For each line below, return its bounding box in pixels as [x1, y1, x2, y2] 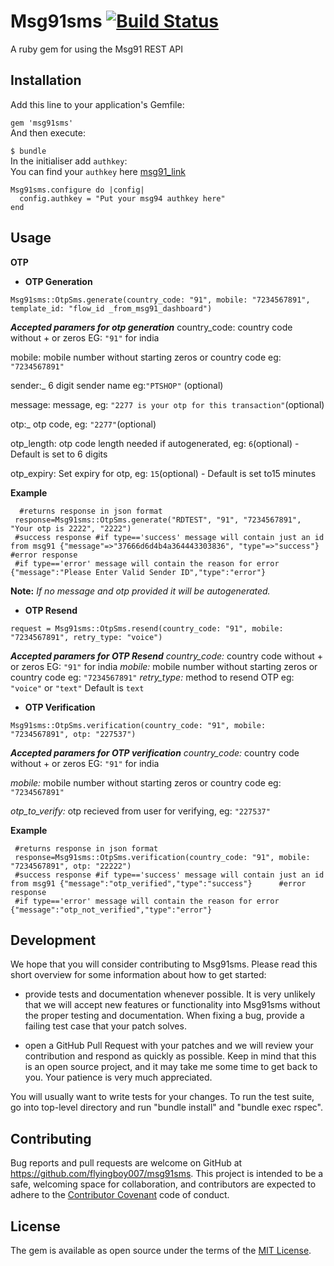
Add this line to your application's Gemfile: [10, 98, 185, 110]
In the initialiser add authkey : [10, 155, 128, 167]
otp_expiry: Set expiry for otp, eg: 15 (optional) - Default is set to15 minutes [10, 467, 317, 479]
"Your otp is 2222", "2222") [10, 523, 132, 534]
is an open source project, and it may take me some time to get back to [24, 1061, 318, 1073]
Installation [10, 72, 82, 89]
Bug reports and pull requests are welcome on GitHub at [10, 1157, 243, 1169]
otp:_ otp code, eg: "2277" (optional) [10, 418, 157, 430]
